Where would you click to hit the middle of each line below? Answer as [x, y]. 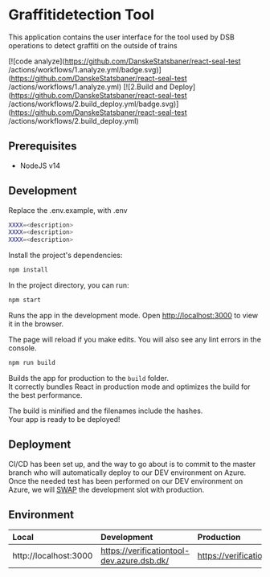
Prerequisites [43, 146]
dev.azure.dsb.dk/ [135, 561]
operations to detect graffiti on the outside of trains [93, 45]
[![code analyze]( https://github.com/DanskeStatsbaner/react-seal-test [125, 61]
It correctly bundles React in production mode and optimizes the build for [129, 387]
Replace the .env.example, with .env [68, 210]
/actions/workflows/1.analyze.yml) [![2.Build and [88, 87]
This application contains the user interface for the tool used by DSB [121, 37]
